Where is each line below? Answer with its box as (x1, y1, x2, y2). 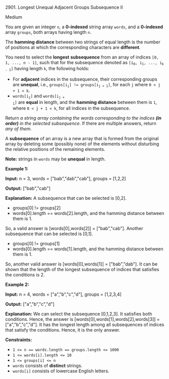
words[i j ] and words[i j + (12, 93, 65, 100)
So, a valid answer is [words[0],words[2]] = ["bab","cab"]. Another (5, 225, 144, 231)
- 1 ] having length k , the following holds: (5, 66, 90, 72)
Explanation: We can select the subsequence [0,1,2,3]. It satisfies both (5, 310, 152, 317)
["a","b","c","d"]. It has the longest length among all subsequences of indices (5, 321, 164, 328)
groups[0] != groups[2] (12, 204, 61, 211)
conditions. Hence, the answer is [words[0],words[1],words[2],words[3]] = (5, 316, 160, 322)
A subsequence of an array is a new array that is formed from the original (5, 135, 159, 141)
